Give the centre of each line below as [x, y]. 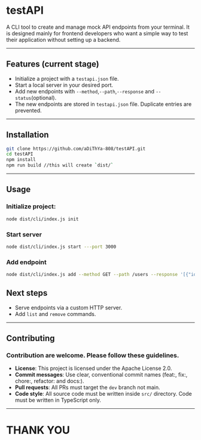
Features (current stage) [53, 64]
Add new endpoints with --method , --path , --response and [84, 91]
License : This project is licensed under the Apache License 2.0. [93, 368]
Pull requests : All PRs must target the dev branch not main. [87, 387]
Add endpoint [26, 262]
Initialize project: [31, 207]
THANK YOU [38, 430]
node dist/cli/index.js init [42, 219]
